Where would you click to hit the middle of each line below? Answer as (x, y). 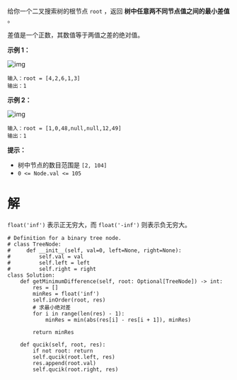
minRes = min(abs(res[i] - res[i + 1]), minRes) (118, 320)
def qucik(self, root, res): (63, 345)
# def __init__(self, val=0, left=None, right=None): (94, 251)
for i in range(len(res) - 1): (79, 313)
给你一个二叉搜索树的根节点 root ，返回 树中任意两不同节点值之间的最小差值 (118, 11)
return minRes (53, 332)
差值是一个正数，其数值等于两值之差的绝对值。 (75, 35)
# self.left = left (49, 263)
